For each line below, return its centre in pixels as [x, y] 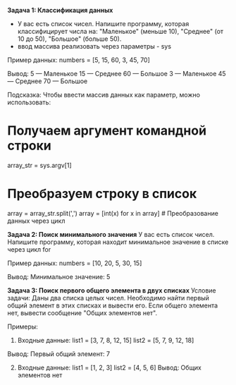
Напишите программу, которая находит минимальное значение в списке [118, 242]
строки [29, 146]
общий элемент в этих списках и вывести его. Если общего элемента [113, 305]
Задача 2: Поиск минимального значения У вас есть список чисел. [111, 234]
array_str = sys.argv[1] [39, 165]
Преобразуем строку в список [102, 194]
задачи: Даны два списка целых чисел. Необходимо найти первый [108, 298]
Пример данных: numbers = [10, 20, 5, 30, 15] [75, 263]
